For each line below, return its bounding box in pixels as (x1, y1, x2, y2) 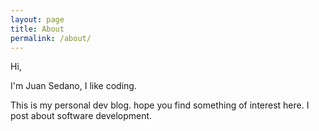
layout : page (10, 14, 65, 25)
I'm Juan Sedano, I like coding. (10, 80, 137, 92)
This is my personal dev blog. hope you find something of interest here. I (10, 99, 310, 111)
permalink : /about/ (10, 33, 92, 43)
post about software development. (10, 110, 153, 122)
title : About (10, 24, 65, 34)
